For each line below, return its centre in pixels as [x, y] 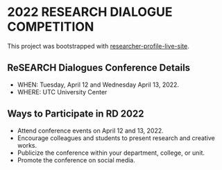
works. [27, 145]
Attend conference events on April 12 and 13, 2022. [91, 130]
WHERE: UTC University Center [62, 92]
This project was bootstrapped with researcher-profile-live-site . [98, 46]
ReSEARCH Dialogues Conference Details [99, 68]
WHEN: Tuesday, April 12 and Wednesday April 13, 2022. [98, 85]
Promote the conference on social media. [76, 160]
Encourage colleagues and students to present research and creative [116, 138]
